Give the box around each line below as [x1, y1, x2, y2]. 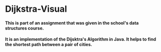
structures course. [5, 25, 44, 31]
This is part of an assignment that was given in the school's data [5, 20, 139, 26]
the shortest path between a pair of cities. [5, 42, 92, 48]
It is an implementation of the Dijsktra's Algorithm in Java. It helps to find [5, 36, 157, 42]
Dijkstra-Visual [5, 3, 68, 15]
